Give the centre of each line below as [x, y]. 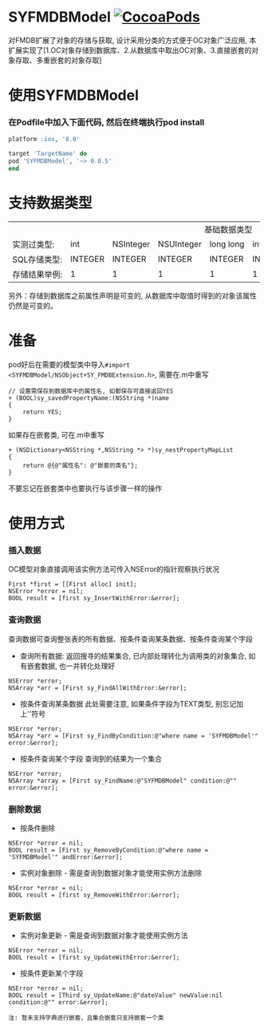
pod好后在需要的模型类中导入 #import [69, 364]
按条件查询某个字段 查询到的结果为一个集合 [91, 758]
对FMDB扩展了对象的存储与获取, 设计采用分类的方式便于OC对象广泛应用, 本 [132, 40]
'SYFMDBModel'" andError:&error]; [66, 857]
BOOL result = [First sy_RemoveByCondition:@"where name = [108, 850]
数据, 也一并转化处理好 [78, 666]
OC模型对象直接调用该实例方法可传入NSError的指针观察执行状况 [114, 569]
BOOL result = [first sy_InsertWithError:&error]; [94, 599]
